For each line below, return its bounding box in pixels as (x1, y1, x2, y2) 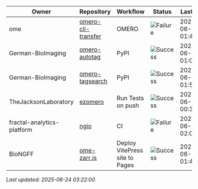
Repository (79, 8, 111, 15)
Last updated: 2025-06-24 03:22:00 (6, 176, 95, 183)
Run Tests (116, 94, 144, 102)
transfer (79, 32, 101, 40)
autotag (79, 53, 101, 61)
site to (116, 154, 134, 161)
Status (153, 8, 172, 15)
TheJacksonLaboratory (9, 98, 74, 105)
